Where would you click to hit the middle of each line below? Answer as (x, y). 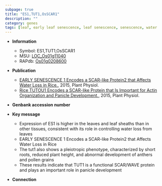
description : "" (21, 18)
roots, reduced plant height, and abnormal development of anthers (86, 155)
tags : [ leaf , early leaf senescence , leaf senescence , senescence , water (81, 28)
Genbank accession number (41, 105)
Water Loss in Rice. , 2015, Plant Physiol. (59, 85)
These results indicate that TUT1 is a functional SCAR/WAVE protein (87, 165)
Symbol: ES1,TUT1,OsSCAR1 (47, 51)
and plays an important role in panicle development (71, 170)
